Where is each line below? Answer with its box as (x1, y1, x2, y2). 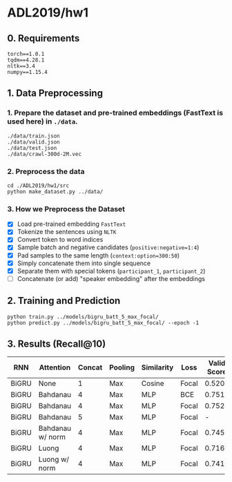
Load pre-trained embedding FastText (17, 220, 126, 229)
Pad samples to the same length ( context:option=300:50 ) (17, 251, 180, 260)
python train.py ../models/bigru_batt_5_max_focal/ (7, 313, 159, 320)
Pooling (109, 363, 135, 372)
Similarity (141, 363, 174, 372)
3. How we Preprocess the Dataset (7, 204, 126, 213)
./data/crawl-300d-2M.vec (7, 151, 81, 157)
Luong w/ (38, 454, 70, 464)
